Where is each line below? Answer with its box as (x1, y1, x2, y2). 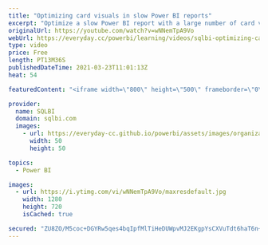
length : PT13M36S (8, 57, 66, 65)
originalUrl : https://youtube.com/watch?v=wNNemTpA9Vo (8, 26, 195, 34)
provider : (8, 100, 41, 108)
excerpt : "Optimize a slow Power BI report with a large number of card (8, 19, 255, 27)
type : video (8, 41, 48, 49)
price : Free (8, 49, 48, 57)
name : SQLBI (15, 107, 56, 116)
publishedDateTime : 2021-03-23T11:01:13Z (8, 64, 148, 72)
